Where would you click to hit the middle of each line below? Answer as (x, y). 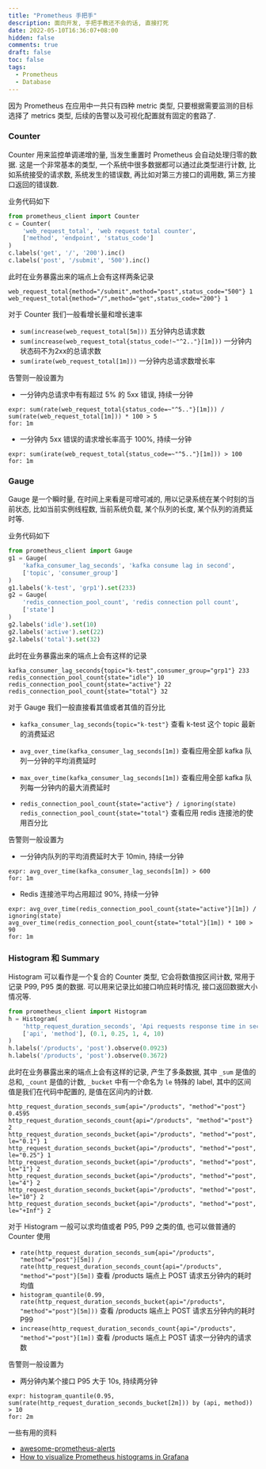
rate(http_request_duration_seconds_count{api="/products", (121, 1267)
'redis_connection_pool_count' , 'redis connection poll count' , (131, 603)
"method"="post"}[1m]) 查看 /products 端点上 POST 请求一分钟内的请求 (135, 1337)
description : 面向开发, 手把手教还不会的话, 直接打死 (88, 23)
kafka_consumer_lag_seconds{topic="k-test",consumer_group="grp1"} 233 (129, 671)
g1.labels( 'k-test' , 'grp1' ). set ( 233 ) (72, 587)
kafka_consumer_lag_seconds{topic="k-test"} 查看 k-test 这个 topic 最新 (137, 724)
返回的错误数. (37, 184)
